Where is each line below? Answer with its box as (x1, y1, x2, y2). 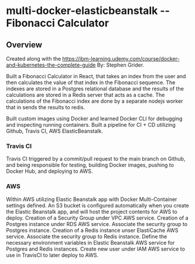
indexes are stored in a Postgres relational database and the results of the (6, 85, 184, 92)
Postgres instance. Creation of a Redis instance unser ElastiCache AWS (6, 227, 179, 234)
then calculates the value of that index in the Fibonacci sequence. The (6, 79, 176, 86)
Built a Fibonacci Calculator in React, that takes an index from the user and (6, 73, 186, 79)
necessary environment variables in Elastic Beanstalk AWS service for (6, 239, 175, 246)
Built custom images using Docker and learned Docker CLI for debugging (6, 115, 183, 122)
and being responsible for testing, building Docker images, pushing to (6, 162, 175, 169)
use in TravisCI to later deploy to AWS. (6, 251, 99, 258)
